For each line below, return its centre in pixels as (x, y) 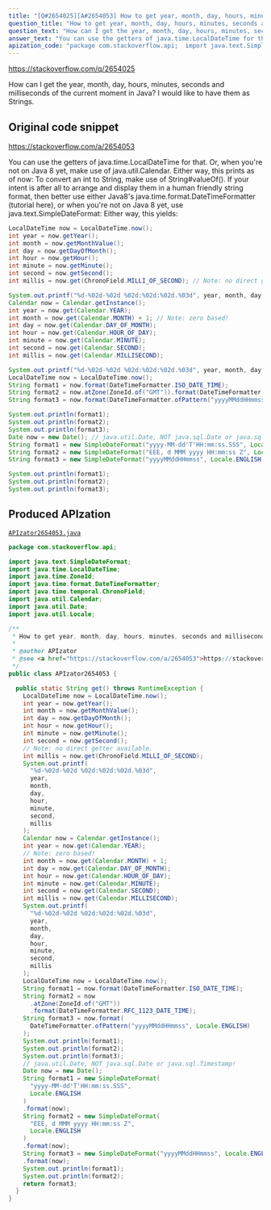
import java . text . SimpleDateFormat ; (70, 562)
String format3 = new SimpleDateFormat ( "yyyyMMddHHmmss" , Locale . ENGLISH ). (138, 460)
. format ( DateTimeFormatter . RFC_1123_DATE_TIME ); (113, 1011)
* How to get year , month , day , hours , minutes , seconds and (117, 636)
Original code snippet (64, 127)
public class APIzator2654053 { (63, 674)
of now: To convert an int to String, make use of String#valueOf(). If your (129, 179)
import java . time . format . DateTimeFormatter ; (84, 584)
